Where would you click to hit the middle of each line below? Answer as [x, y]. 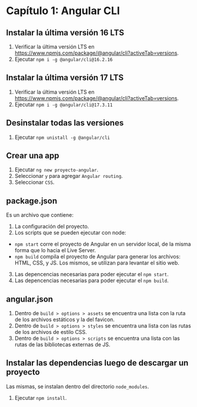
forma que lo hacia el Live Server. [55, 250]
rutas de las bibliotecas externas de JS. [62, 345]
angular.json [30, 299]
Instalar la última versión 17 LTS [65, 78]
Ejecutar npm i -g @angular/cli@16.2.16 [64, 59]
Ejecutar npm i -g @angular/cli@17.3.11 [64, 104]
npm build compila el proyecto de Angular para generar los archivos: [97, 257]
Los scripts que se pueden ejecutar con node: [70, 233]
